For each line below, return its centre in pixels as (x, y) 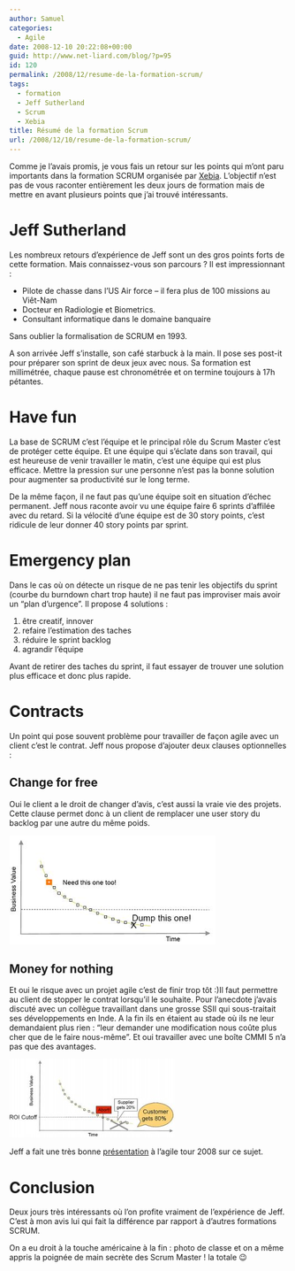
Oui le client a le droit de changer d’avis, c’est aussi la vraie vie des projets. (145, 804)
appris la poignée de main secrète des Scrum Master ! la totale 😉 (128, 1258)
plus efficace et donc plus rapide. (70, 675)
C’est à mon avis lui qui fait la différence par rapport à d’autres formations (143, 1221)
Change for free (54, 783)
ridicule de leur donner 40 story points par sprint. (99, 524)
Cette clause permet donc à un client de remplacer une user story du (135, 813)
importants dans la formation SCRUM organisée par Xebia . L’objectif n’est (143, 176)
